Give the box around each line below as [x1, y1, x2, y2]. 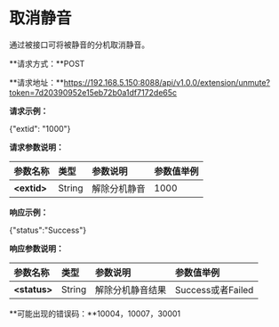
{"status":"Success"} [9, 225, 87, 235]
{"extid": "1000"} [9, 123, 71, 134]
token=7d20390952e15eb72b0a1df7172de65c [9, 86, 178, 98]
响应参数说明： [9, 242, 64, 254]
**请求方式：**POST [9, 58, 85, 69]
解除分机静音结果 [94, 283, 167, 296]
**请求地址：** [9, 77, 65, 87]
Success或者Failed [174, 283, 254, 296]
